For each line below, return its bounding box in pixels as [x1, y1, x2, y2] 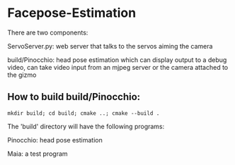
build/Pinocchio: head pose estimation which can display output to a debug [7, 55, 227, 64]
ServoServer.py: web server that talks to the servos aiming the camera [7, 42, 213, 50]
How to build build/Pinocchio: [7, 91, 141, 103]
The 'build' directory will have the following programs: [7, 122, 165, 130]
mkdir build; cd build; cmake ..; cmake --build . [7, 109, 160, 117]
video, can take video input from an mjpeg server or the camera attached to [7, 63, 229, 71]
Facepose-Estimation [7, 5, 137, 21]
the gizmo [7, 71, 37, 79]
